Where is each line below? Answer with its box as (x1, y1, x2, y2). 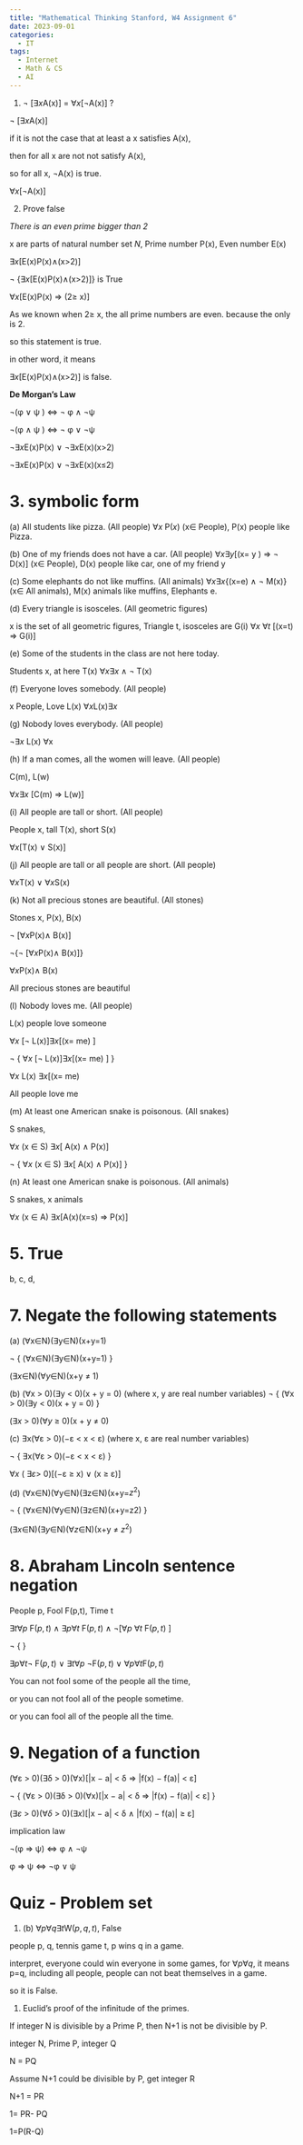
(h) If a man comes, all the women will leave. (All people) (9, 753, 220, 764)
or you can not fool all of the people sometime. (9, 1692, 184, 1704)
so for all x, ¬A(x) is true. (9, 167, 103, 178)
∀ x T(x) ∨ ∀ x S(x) (9, 876, 71, 887)
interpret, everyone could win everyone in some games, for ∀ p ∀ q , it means (9, 1958, 290, 1969)
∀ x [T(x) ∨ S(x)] (9, 842, 66, 853)
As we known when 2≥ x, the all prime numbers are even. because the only (9, 308, 291, 319)
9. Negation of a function (9, 1742, 201, 1763)
